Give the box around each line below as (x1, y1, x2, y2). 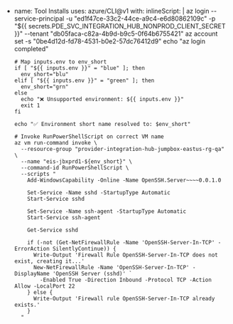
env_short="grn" (21, 83, 69, 90)
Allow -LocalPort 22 (13, 283, 75, 290)
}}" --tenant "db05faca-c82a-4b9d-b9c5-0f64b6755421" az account (13, 29, 218, 38)
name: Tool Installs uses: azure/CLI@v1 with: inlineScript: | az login (13, 7, 210, 15)
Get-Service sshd (27, 226, 78, 234)
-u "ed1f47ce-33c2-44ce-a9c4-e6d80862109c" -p (65, 14, 216, 23)
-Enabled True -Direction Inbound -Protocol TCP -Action (40, 276, 212, 283)
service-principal (13, 14, 65, 23)
